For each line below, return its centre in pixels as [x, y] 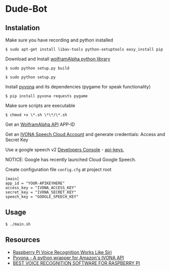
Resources [23, 240]
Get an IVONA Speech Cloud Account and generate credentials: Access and [85, 134]
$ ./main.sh [18, 224]
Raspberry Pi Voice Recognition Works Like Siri [62, 252]
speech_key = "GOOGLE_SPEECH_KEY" [42, 197]
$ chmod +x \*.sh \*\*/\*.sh [36, 115]
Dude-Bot [26, 9]
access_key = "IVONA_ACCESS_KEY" [41, 188]
